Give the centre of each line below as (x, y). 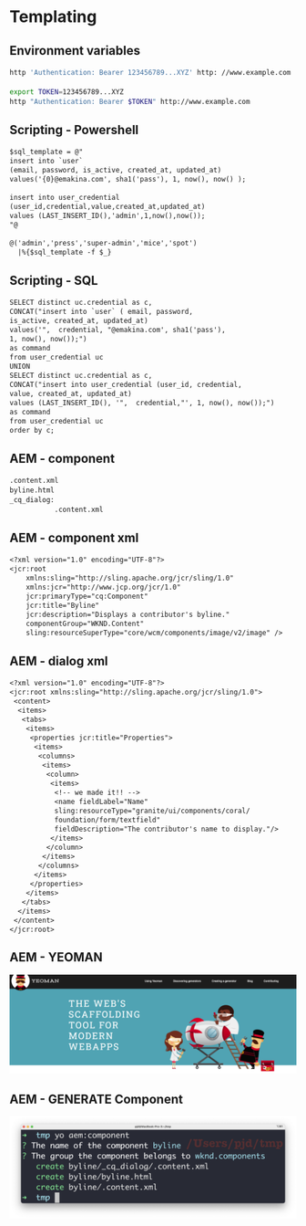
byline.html (32, 490)
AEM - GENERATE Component (97, 1099)
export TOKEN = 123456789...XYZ (67, 92)
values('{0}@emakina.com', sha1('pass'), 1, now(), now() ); (128, 180)
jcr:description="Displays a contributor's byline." (128, 615)
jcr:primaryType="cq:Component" (87, 597)
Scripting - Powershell (74, 130)
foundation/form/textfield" (107, 820)
